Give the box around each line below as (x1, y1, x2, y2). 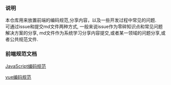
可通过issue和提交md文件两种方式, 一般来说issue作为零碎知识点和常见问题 (5, 24, 163, 30)
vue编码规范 (5, 74, 32, 80)
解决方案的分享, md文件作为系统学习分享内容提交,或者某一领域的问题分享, (5, 30, 161, 36)
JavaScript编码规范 (5, 63, 46, 69)
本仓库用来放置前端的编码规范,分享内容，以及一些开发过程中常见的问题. (5, 17, 157, 24)
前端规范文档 (5, 50, 37, 57)
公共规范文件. (9, 36, 39, 42)
